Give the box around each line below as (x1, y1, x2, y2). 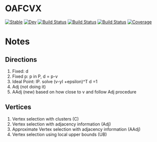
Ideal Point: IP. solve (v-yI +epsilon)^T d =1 (12, 78, 98, 84)
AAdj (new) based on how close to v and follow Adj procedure (12, 89, 137, 95)
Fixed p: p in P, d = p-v (12, 73, 58, 79)
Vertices (5, 103, 32, 111)
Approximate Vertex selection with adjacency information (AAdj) (12, 126, 141, 132)
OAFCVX (5, 3, 42, 14)
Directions (5, 55, 37, 64)
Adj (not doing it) (12, 84, 46, 89)
